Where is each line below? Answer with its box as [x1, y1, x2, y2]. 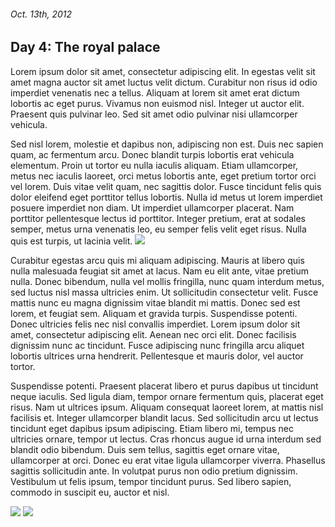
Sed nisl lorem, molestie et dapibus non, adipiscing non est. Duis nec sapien [10, 138, 324, 150]
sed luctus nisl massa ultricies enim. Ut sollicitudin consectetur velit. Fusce [10, 286, 319, 298]
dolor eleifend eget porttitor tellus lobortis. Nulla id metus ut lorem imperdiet [10, 191, 323, 203]
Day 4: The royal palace [10, 39, 161, 56]
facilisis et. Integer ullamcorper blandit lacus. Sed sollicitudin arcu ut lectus [10, 411, 319, 424]
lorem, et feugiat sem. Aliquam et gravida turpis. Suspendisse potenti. [10, 307, 298, 319]
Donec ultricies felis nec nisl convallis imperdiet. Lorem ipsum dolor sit [10, 318, 301, 330]
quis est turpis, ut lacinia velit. [10, 235, 133, 247]
